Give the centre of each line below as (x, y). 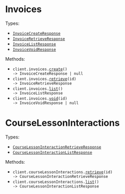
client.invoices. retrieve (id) (45, 79)
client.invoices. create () (40, 69)
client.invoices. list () (38, 89)
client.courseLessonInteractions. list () (56, 182)
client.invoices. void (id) (40, 99)
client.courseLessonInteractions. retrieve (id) (62, 172)
